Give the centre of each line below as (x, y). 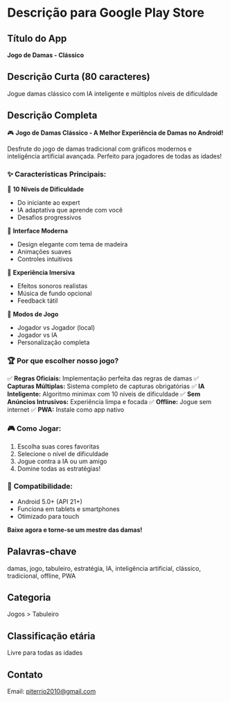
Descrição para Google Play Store (106, 13)
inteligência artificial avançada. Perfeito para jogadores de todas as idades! (115, 156)
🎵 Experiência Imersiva (41, 272)
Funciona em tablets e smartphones (68, 509)
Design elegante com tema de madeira (72, 244)
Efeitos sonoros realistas (52, 285)
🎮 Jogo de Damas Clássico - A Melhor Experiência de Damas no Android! (115, 133)
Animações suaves (44, 251)
